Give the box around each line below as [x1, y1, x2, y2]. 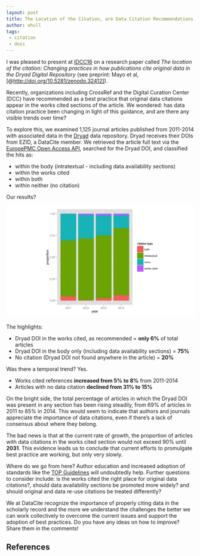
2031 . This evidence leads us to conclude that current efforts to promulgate [6, 444, 193, 451]
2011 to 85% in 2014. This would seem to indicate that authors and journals [6, 407, 190, 414]
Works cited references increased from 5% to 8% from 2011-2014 [14, 377, 179, 384]
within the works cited [14, 169, 70, 176]
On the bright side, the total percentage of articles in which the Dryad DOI [6, 395, 188, 402]
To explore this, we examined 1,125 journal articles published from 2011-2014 [6, 126, 194, 133]
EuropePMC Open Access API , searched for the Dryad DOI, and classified [6, 145, 188, 152]
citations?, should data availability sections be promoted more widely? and [6, 481, 190, 489]
